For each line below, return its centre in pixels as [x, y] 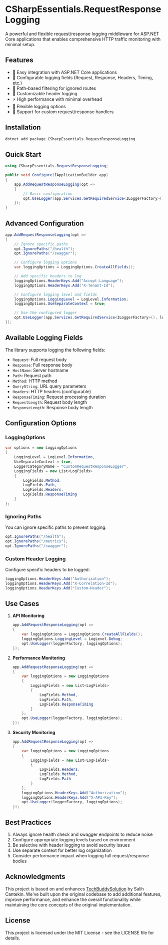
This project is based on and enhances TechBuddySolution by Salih [74, 889]
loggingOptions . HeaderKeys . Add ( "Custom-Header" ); [58, 588]
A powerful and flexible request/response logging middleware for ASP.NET [82, 34]
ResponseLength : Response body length [52, 407]
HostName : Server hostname [40, 370]
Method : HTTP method [35, 381]
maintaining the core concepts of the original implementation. [68, 904]
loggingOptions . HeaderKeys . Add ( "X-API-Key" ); [70, 797]
